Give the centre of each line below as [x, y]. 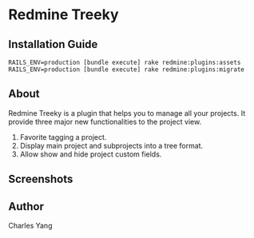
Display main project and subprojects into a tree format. [111, 145]
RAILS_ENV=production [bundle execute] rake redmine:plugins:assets [125, 62]
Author [26, 206]
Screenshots [41, 179]
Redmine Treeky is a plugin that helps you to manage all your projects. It [127, 113]
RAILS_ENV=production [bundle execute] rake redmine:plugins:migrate [127, 69]
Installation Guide [53, 44]
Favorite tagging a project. [63, 137]
